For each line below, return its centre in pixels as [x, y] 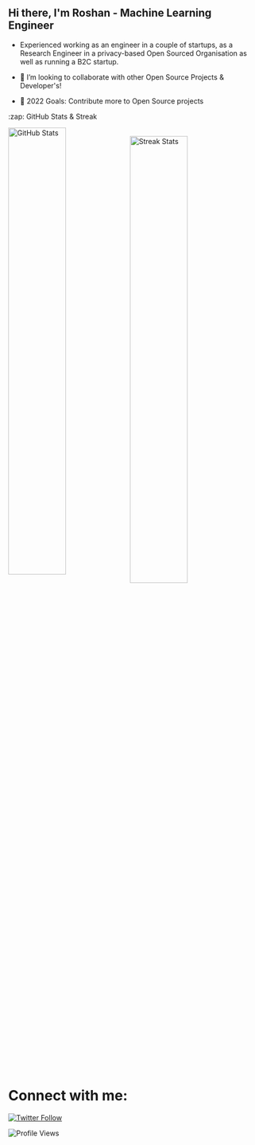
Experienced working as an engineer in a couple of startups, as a [126, 45]
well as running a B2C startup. [69, 61]
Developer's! [41, 85]
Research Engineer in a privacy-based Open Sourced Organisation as [133, 53]
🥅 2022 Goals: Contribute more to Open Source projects [112, 101]
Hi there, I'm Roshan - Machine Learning [110, 13]
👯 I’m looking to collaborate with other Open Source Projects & [122, 77]
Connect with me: [68, 1096]
